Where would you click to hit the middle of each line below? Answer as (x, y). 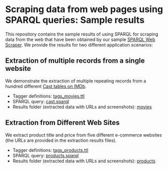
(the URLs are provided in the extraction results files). (61, 140)
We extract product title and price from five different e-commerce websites (83, 135)
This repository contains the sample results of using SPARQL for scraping (82, 34)
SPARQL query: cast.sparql (41, 101)
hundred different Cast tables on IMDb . (46, 86)
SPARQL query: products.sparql (46, 155)
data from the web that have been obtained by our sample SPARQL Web (80, 39)
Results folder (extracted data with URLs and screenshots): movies (82, 107)
